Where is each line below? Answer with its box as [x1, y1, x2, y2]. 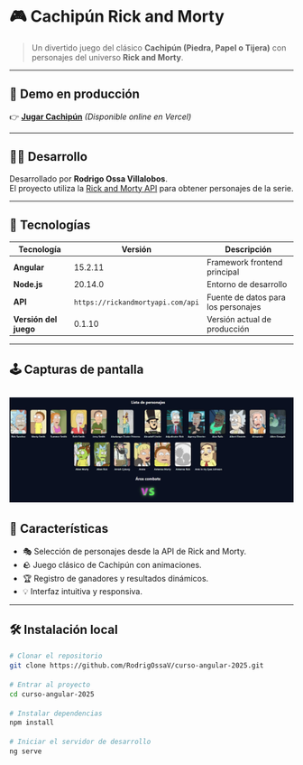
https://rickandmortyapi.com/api [73, 298, 200, 307]
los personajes [207, 301, 262, 312]
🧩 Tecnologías [9, 217, 91, 232]
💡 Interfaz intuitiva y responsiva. [22, 585, 142, 596]
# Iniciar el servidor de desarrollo [9, 737, 151, 747]
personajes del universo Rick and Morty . [31, 51, 184, 62]
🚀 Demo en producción [9, 87, 140, 102]
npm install [9, 718, 54, 727]
